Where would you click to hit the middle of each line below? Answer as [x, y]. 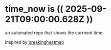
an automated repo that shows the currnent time [54, 33]
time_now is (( [34, 9]
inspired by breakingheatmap [35, 42]
